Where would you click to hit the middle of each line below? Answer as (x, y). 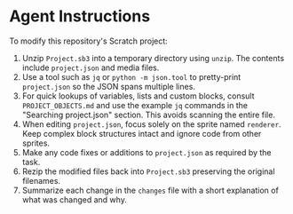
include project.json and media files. (91, 67)
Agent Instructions (80, 16)
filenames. (41, 180)
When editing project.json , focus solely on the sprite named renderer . (151, 124)
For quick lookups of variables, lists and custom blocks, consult (138, 96)
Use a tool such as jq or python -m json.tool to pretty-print (131, 76)
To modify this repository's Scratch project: (89, 41)
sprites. (36, 143)
